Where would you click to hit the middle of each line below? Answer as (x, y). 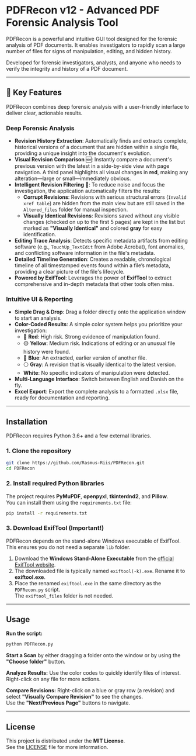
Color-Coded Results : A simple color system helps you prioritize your (98, 325)
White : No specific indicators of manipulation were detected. (97, 373)
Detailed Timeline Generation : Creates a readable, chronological (93, 259)
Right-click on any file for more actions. (53, 679)
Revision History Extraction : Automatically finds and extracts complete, (101, 141)
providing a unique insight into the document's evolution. (83, 153)
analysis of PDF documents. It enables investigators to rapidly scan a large (96, 45)
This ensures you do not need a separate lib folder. (68, 547)
